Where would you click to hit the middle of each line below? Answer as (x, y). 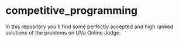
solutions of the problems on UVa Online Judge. (63, 32)
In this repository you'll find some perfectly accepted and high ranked (89, 26)
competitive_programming (72, 11)
